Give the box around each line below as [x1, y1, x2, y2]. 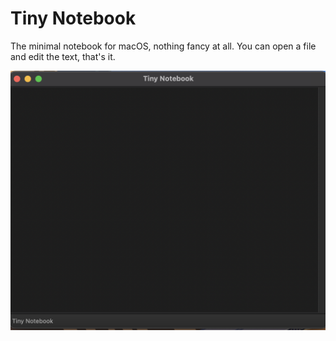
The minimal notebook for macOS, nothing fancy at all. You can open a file [10, 40, 317, 52]
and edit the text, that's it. [10, 50, 116, 62]
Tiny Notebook [10, 7, 137, 30]
